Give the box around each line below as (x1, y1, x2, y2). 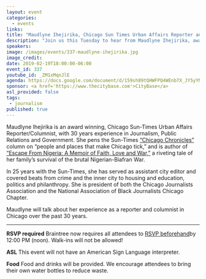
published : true (6, 106, 48, 112)
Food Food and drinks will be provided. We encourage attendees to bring (6, 260, 191, 267)
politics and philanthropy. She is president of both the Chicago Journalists (6, 181, 193, 188)
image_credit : (6, 55, 43, 61)
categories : (6, 15, 37, 21)
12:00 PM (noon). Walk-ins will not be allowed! (6, 236, 123, 243)
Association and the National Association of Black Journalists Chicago (6, 187, 184, 194)
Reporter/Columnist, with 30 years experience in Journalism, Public (6, 130, 177, 137)
